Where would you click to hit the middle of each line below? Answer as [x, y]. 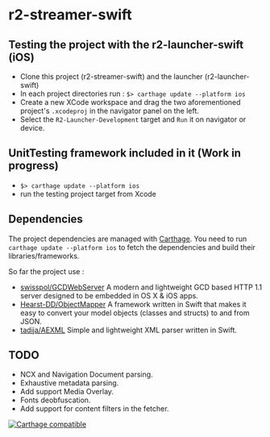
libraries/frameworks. [44, 256]
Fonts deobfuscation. [55, 400]
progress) [33, 166]
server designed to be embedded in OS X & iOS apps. [109, 295]
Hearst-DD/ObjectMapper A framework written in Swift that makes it [133, 304]
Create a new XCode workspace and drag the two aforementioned [130, 102]
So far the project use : [46, 271]
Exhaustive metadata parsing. [69, 383]
